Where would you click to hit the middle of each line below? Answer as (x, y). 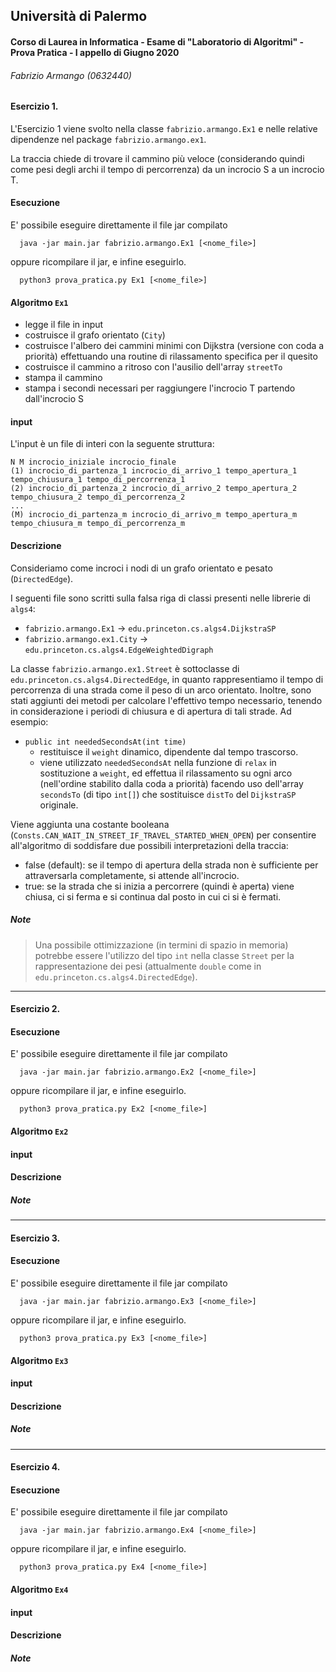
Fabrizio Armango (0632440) (71, 75)
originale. (59, 805)
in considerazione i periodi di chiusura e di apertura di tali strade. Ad (151, 711)
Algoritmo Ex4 (39, 1590)
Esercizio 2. (35, 1009)
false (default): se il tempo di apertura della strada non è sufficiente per (171, 865)
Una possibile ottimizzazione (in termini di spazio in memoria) (161, 945)
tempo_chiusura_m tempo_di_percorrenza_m (98, 524)
